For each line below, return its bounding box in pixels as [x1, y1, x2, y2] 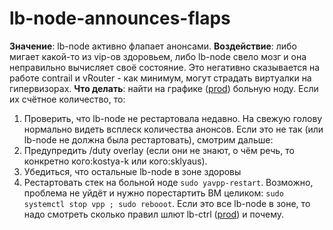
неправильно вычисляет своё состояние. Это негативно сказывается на [9, 61, 321, 73]
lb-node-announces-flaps [9, 7, 231, 30]
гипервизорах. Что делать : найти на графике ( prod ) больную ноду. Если [9, 82, 319, 94]
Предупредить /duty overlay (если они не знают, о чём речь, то [23, 144, 295, 156]
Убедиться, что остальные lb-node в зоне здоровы [23, 165, 242, 177]
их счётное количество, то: [9, 93, 126, 105]
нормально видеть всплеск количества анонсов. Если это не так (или [23, 123, 324, 135]
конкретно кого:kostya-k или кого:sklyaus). [23, 155, 208, 167]
